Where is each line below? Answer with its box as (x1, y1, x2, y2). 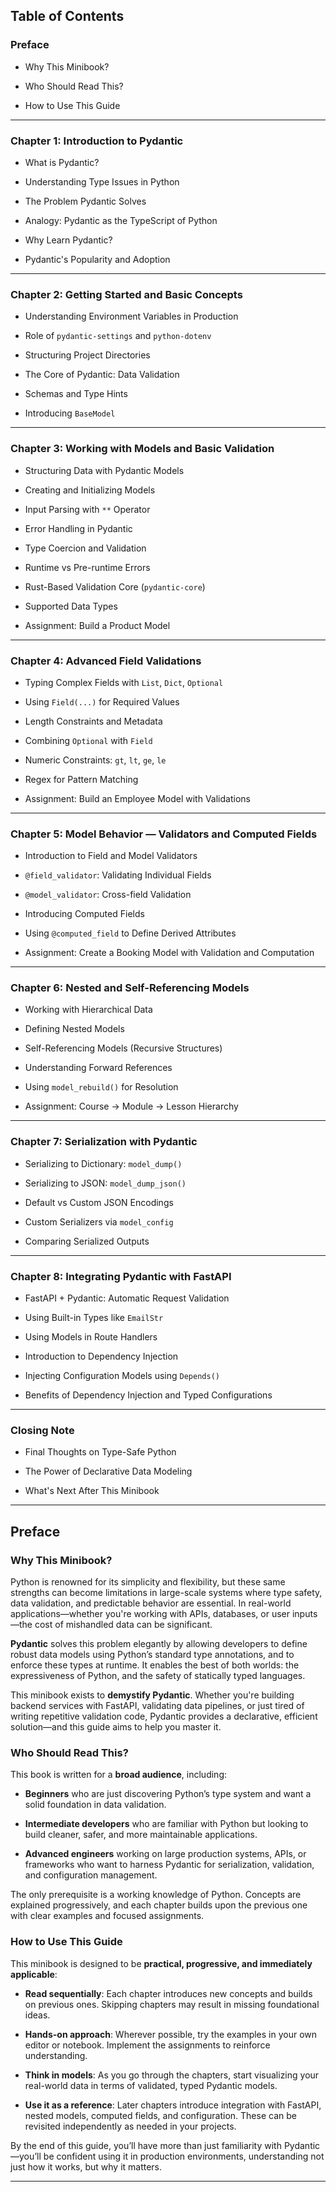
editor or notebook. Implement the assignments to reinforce (24, 2039, 271, 2051)
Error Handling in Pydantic (24, 522, 133, 534)
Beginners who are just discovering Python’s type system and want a (24, 1788, 312, 1800)
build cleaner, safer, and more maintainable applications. (24, 1829, 258, 1841)
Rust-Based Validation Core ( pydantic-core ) (24, 580, 206, 593)
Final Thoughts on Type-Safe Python (24, 1446, 177, 1458)
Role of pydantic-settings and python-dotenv (24, 330, 212, 342)
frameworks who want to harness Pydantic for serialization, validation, (24, 1859, 315, 1871)
